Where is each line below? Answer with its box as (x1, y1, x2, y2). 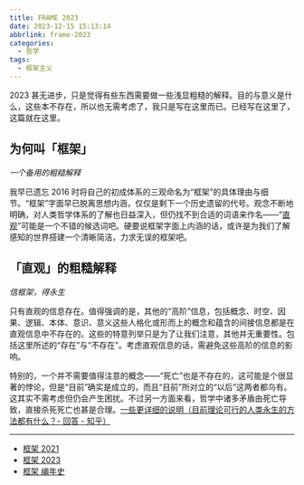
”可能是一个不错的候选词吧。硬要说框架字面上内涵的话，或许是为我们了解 (17, 220, 291, 231)
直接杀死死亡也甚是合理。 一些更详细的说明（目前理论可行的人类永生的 (24, 404, 287, 414)
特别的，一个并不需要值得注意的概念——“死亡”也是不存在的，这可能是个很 (9, 370, 287, 381)
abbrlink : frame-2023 (9, 30, 91, 39)
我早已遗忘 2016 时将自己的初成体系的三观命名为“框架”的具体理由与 (9, 186, 261, 197)
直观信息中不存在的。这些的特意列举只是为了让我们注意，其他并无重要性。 (9, 328, 287, 339)
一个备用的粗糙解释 (9, 166, 81, 177)
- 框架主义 (17, 64, 53, 73)
